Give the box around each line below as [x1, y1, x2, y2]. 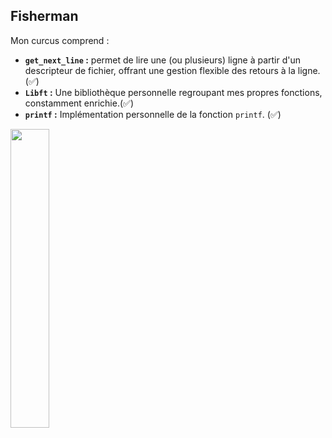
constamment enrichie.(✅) [24, 97, 134, 109]
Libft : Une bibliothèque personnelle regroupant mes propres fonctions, [24, 86, 323, 98]
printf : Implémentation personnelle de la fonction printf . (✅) [24, 108, 282, 120]
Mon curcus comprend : [10, 34, 110, 46]
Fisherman [10, 8, 79, 25]
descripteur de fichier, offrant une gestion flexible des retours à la [24, 64, 296, 76]
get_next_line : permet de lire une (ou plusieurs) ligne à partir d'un [24, 54, 302, 66]
